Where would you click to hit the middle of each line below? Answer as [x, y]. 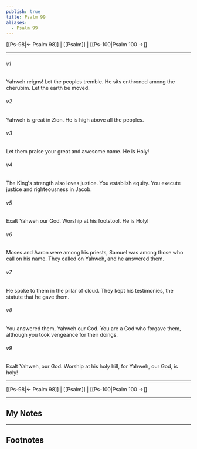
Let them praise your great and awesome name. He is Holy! [78, 151]
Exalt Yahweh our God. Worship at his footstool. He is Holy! [77, 221]
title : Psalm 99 [26, 17]
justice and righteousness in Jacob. [49, 189]
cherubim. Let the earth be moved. [48, 88]
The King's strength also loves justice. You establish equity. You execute [94, 183]
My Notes [24, 413]
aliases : [17, 22]
